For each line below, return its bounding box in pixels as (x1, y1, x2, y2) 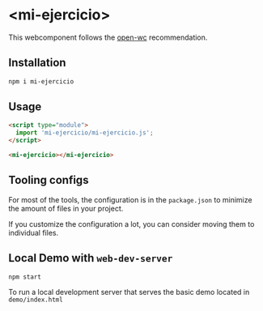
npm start (8, 273, 42, 281)
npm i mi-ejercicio (8, 77, 74, 86)
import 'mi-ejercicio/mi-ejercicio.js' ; (15, 129, 154, 137)
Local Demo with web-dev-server (8, 251, 173, 265)
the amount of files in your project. (8, 203, 124, 213)
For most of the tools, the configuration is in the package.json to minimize (8, 194, 252, 204)
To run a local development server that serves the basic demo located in (8, 288, 250, 297)
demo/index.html (8, 296, 63, 305)
